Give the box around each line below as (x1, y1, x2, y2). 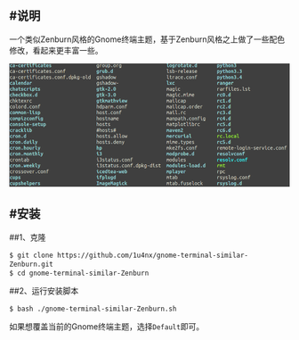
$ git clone (9, 251, 53, 260)
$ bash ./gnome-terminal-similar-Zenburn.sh (9, 304, 177, 313)
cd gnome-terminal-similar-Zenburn (17, 269, 149, 278)
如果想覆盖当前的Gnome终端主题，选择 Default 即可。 (9, 320, 205, 332)
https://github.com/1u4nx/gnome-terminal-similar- (56, 251, 249, 260)
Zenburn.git (9, 260, 53, 269)
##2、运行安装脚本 (9, 285, 79, 296)
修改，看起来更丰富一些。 (9, 45, 103, 55)
